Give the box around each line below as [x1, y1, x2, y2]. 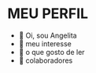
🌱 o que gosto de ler [18, 47, 85, 57]
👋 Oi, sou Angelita [18, 31, 77, 40]
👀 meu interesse [18, 38, 72, 48]
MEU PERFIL [7, 5, 88, 23]
